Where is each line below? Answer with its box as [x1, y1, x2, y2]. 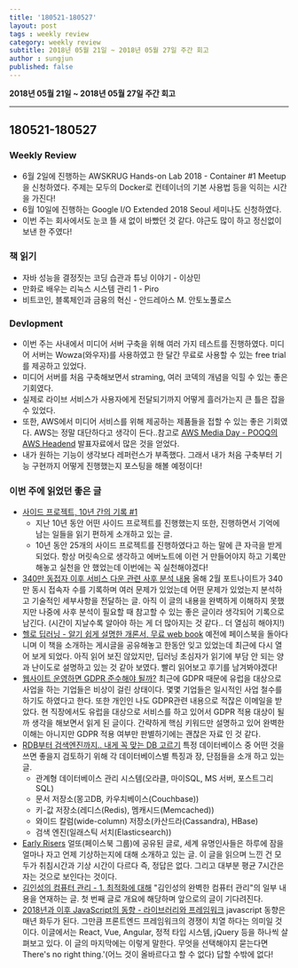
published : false [9, 63, 74, 72]
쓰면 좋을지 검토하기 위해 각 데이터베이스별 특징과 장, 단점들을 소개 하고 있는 [21, 751, 286, 762]
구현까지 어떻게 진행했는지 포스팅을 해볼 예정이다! [31, 461, 202, 472]
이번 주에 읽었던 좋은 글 [9, 485, 102, 497]
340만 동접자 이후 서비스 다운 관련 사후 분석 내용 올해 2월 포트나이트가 [21, 574, 266, 584]
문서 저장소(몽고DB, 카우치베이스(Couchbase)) [35, 794, 200, 805]
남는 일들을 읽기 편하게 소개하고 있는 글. [35, 529, 173, 540]
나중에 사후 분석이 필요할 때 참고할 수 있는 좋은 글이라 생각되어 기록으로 [38, 607, 286, 617]
